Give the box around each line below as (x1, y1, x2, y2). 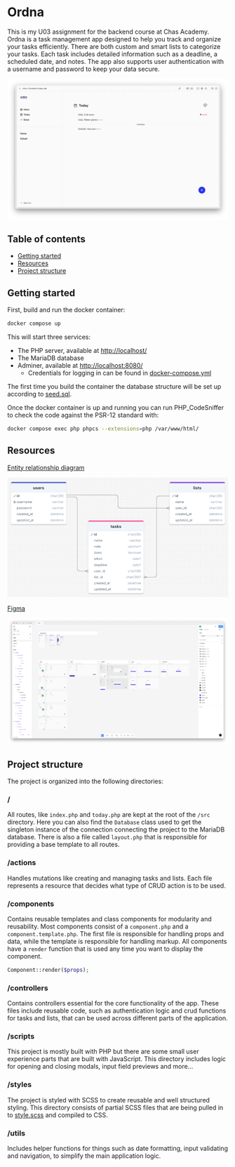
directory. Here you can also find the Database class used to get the (7, 818, 202, 827)
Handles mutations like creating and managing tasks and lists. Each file (7, 874, 213, 882)
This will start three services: (7, 333, 91, 341)
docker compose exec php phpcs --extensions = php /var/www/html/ (7, 425, 199, 432)
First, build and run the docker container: (7, 305, 126, 314)
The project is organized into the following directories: (7, 777, 163, 785)
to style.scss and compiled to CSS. (7, 1110, 108, 1119)
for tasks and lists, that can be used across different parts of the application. (7, 1014, 228, 1022)
